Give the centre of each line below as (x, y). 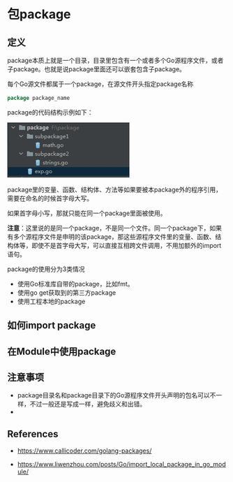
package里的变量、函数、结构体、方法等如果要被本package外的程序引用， (114, 189)
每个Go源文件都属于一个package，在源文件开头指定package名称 (100, 84)
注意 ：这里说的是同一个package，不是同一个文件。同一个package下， (108, 228)
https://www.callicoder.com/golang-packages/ (84, 451)
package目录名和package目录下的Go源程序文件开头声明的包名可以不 (116, 395)
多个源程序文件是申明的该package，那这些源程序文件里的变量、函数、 (114, 236)
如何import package (52, 326)
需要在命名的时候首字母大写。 (50, 198)
